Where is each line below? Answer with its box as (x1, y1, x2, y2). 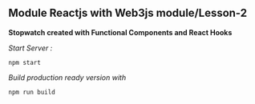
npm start (8, 58, 42, 66)
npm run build (8, 88, 56, 96)
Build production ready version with (8, 72, 127, 82)
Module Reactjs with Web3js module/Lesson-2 (8, 6, 247, 20)
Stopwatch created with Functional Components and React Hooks (8, 27, 233, 37)
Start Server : (8, 43, 53, 53)
